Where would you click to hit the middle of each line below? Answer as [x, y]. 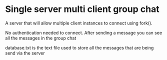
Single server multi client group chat [82, 9]
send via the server [25, 53]
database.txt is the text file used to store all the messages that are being [79, 47]
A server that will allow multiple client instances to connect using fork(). [79, 23]
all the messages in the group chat [41, 38]
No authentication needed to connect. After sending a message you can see [84, 32]
